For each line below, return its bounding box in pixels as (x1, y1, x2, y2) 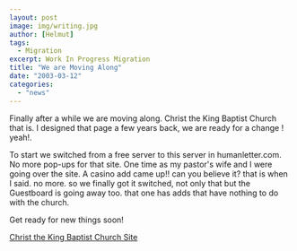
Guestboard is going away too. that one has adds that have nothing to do (9, 187, 279, 198)
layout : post (9, 13, 58, 22)
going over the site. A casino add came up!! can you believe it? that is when (9, 168, 289, 179)
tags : (9, 38, 30, 48)
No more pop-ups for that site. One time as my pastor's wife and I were (9, 159, 273, 169)
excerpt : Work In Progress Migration (9, 55, 151, 64)
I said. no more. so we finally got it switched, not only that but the (9, 177, 251, 188)
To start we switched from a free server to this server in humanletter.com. (9, 149, 282, 160)
